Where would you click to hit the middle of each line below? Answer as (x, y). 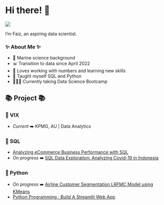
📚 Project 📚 (25, 98)
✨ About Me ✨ (23, 46)
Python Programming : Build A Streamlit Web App (64, 197)
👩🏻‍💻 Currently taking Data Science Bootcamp (60, 82)
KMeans (21, 191)
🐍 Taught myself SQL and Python (47, 76)
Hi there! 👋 (28, 10)
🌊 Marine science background (44, 58)
